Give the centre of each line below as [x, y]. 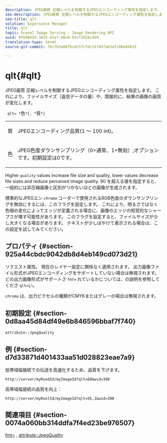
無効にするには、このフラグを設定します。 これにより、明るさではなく [86, 204]
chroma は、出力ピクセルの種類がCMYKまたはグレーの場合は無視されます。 [82, 296]
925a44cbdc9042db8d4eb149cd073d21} [72, 254]
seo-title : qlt [21, 19]
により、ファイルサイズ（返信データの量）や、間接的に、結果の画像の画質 [85, 96]
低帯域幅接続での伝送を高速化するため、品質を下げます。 [64, 370]
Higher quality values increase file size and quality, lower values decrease [82, 175]
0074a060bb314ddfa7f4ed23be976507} [70, 423]
